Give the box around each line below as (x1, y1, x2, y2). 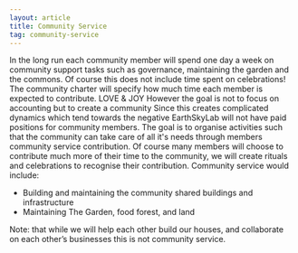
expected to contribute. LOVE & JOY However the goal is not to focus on (9, 93, 279, 104)
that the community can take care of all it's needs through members (9, 132, 263, 143)
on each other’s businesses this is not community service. (9, 234, 226, 245)
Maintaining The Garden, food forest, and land (22, 207, 196, 218)
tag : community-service (9, 30, 100, 39)
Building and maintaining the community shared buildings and (22, 187, 254, 199)
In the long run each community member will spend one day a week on (9, 55, 274, 66)
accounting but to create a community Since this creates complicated (9, 103, 269, 114)
